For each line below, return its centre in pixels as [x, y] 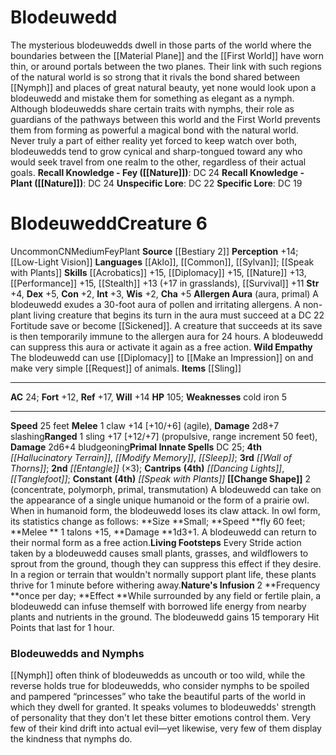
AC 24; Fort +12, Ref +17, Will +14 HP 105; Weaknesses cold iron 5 [148, 397]
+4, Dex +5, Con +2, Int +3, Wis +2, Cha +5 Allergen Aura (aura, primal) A [164, 293]
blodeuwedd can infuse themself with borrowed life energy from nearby [158, 606]
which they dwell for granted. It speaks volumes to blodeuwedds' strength [163, 707]
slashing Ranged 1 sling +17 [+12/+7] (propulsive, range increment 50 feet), [164, 436]
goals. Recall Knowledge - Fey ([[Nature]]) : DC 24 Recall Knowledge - [157, 172]
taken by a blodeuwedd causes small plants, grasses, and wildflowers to [159, 553]
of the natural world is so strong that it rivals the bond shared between [155, 77]
